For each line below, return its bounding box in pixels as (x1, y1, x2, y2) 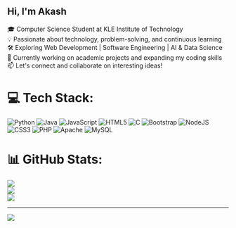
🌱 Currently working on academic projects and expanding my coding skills (7, 53, 223, 62)
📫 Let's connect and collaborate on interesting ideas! (7, 61, 163, 70)
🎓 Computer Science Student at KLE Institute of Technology (7, 25, 184, 33)
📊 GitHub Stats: (7, 151, 103, 167)
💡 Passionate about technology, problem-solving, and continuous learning (7, 34, 223, 43)
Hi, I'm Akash (7, 6, 67, 18)
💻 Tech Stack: (7, 90, 94, 106)
